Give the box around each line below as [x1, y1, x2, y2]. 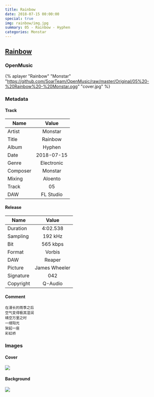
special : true [5, 16, 34, 21]
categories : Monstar [5, 30, 47, 34]
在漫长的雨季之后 [5, 305, 34, 310]
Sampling [7, 233, 29, 240]
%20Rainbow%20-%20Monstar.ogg [5, 83, 78, 89]
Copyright [7, 280, 31, 287]
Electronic [40, 159, 63, 166]
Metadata [5, 95, 28, 102]
